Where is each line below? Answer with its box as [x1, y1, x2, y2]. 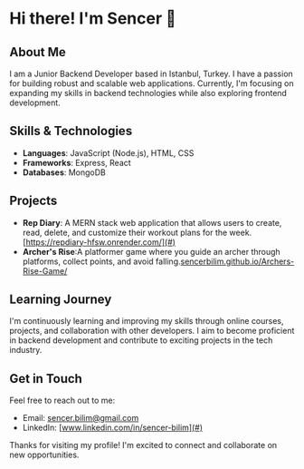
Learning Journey [9, 292, 112, 308]
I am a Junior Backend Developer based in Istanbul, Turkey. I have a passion [9, 68, 294, 79]
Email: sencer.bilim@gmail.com [22, 413, 139, 424]
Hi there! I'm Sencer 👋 [9, 8, 176, 29]
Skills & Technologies [9, 123, 133, 139]
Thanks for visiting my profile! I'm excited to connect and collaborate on [9, 440, 278, 451]
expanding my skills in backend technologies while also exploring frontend [9, 88, 288, 98]
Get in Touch [9, 371, 83, 386]
